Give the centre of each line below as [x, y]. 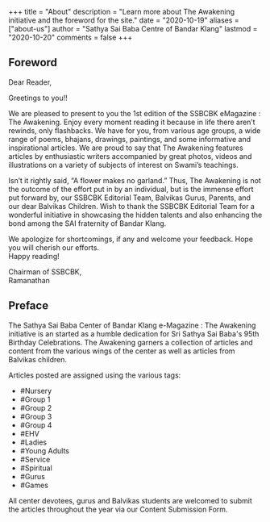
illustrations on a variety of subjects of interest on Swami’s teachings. [124, 165]
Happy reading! [34, 256]
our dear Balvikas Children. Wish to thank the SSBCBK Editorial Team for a [132, 206]
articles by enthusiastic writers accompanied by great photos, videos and [130, 156]
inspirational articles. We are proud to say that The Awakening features [126, 148]
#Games [34, 485]
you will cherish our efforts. [54, 247]
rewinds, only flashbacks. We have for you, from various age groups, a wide [135, 130]
